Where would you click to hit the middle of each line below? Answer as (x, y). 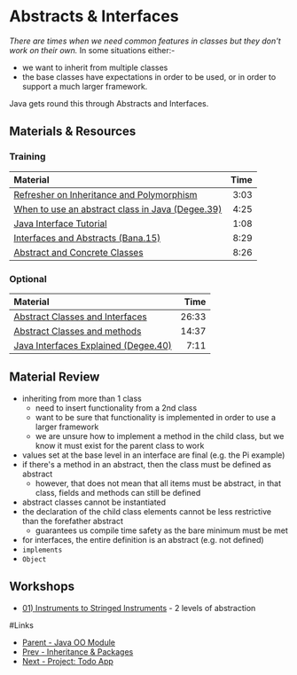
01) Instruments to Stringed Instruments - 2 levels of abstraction (139, 608)
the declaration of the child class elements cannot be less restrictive (147, 511)
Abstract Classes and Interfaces (81, 317)
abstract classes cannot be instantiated (94, 502)
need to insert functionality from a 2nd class (116, 408)
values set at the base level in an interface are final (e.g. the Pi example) (153, 455)
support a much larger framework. (85, 86)
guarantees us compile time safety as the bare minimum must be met (161, 530)
